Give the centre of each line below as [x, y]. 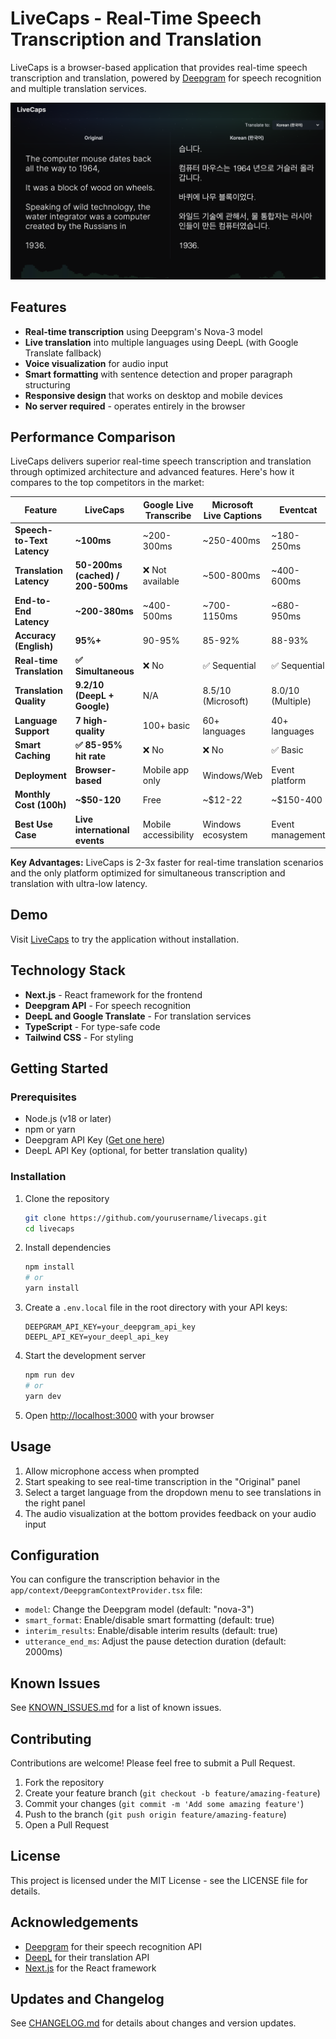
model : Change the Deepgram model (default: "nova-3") [139, 1609]
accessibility [168, 835]
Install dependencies [68, 1248]
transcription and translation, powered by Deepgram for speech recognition [166, 78]
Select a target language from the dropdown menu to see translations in [173, 1492]
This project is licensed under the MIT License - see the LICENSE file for [159, 1880]
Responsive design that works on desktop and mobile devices [153, 395]
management [298, 835]
